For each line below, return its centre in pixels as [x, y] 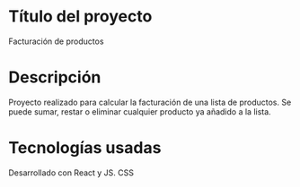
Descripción [55, 77]
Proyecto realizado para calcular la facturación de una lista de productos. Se [150, 102]
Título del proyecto [80, 17]
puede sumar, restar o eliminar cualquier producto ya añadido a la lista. [140, 111]
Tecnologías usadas [85, 148]
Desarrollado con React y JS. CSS [71, 173]
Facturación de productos [56, 41]
